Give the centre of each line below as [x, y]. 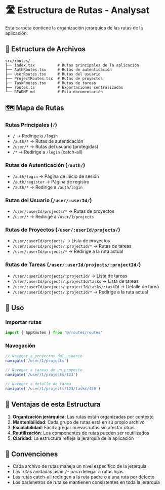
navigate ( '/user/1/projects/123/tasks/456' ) [53, 389]
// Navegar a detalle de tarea [38, 384]
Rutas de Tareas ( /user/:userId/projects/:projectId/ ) [73, 265]
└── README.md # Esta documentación [54, 92]
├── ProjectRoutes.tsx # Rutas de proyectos [54, 79]
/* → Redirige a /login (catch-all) [48, 152]
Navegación [20, 346]
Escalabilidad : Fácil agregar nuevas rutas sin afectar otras [74, 427]
